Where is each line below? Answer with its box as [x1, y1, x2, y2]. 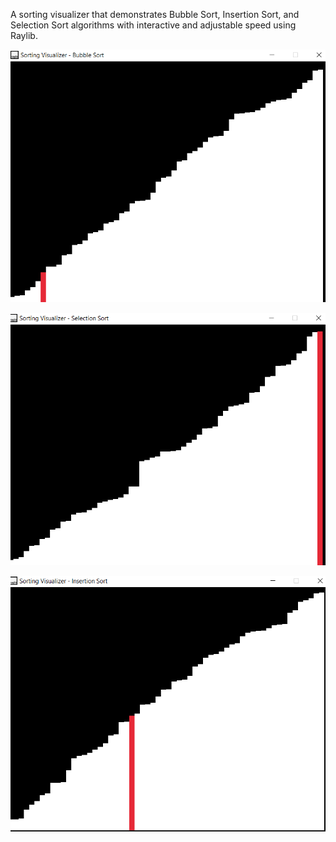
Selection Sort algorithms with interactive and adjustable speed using [10, 19, 297, 31]
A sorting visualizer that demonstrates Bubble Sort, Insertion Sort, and [10, 9, 300, 20]
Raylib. [10, 30, 38, 41]
